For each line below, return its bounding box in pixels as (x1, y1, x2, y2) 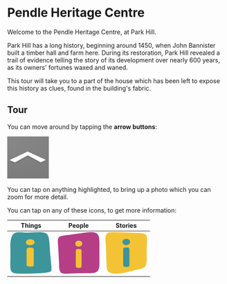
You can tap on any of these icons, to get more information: (7, 206, 176, 214)
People (68, 222, 89, 230)
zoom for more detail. (7, 193, 69, 201)
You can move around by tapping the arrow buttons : (7, 123, 158, 131)
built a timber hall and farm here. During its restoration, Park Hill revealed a (7, 48, 220, 57)
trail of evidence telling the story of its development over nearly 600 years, (7, 55, 220, 64)
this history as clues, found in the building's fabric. (7, 84, 152, 92)
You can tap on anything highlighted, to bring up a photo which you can (7, 185, 211, 193)
